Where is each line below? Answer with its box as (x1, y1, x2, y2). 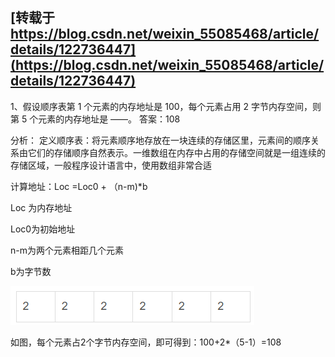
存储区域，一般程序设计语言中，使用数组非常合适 (10, 159, 212, 171)
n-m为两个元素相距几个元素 (10, 244, 124, 256)
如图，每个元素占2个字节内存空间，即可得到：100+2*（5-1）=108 (10, 336, 282, 348)
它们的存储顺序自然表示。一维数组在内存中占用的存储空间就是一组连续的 (27, 146, 326, 158)
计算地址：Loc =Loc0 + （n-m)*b (10, 180, 148, 192)
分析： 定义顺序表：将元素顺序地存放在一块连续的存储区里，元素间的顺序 (10, 134, 311, 146)
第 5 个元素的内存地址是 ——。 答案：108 (10, 113, 181, 125)
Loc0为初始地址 (10, 223, 76, 235)
